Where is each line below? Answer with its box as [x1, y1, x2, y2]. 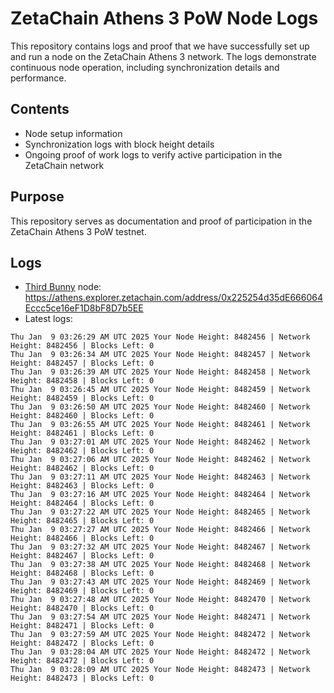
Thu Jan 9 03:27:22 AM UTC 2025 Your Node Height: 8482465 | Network [10, 507, 311, 517]
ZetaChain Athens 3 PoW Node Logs [10, 7, 319, 30]
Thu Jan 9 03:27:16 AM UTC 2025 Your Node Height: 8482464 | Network [10, 490, 311, 500]
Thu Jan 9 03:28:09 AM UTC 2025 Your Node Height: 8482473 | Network [10, 665, 311, 675]
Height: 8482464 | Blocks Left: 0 [10, 498, 155, 509]
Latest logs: [24, 313, 73, 325]
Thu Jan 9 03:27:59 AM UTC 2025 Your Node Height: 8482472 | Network [10, 630, 311, 640]
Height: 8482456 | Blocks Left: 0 [10, 341, 155, 351]
